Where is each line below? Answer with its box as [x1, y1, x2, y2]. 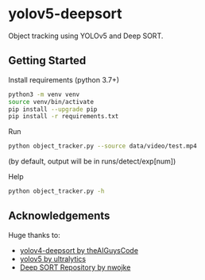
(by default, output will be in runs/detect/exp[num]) [8, 156, 176, 167]
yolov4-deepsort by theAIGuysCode [19, 245, 139, 255]
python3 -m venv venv [8, 90, 80, 98]
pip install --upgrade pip [8, 105, 98, 113]
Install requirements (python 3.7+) [8, 75, 120, 84]
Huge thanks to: [8, 230, 61, 240]
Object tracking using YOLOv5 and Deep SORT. [8, 31, 164, 40]
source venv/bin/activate [8, 98, 94, 105]
